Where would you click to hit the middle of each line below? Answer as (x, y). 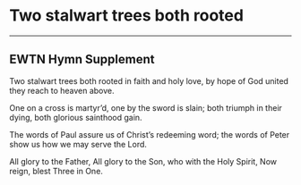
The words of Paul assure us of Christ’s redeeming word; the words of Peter (150, 134)
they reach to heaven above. (62, 90)
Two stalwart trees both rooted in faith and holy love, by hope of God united (149, 80)
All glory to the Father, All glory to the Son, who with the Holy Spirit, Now (143, 161)
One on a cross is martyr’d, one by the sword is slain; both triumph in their (146, 107)
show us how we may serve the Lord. (78, 144)
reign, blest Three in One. (56, 171)
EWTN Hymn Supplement (82, 59)
